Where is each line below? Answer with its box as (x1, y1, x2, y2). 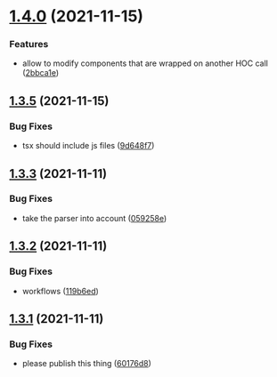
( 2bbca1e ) (21, 68, 60, 78)
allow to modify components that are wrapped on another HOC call (21, 58, 269, 68)
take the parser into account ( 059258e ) (21, 213, 167, 223)
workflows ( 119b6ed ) (21, 285, 100, 296)
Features (9, 38, 49, 51)
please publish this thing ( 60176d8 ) (21, 358, 151, 369)
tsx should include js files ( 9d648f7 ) (21, 140, 155, 151)
